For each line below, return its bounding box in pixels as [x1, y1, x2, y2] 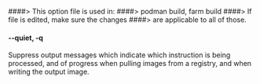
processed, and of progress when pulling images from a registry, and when [8, 59, 252, 68]
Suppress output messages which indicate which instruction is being [8, 50, 231, 60]
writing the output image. [8, 67, 90, 77]
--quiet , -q [8, 33, 43, 42]
